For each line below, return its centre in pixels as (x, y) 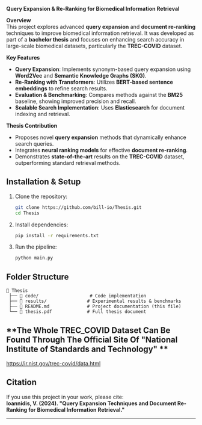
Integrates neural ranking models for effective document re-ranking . (101, 150)
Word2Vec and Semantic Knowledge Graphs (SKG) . (81, 76)
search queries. (34, 144)
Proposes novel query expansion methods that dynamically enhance (100, 137)
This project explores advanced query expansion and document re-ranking (101, 27)
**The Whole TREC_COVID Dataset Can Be (88, 330)
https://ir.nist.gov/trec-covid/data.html (54, 363)
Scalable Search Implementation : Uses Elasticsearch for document (100, 107)
